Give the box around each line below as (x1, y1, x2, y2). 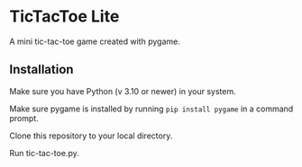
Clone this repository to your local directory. (9, 130, 173, 141)
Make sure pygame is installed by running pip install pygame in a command (9, 103, 294, 114)
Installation (9, 62, 74, 77)
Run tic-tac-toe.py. (9, 147, 79, 158)
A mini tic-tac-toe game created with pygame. (9, 36, 180, 47)
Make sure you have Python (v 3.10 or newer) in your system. (9, 85, 236, 96)
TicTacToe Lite (9, 6, 120, 27)
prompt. (9, 112, 39, 123)
